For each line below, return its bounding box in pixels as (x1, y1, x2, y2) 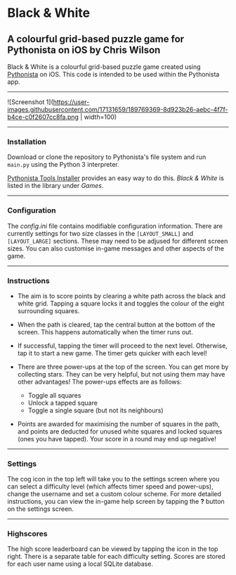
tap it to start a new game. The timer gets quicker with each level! (17, 348, 207, 357)
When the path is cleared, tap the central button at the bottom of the (17, 320, 216, 329)
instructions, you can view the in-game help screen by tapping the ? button (7, 498, 225, 506)
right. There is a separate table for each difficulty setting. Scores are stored (7, 552, 225, 561)
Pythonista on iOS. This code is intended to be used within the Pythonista (7, 70, 220, 78)
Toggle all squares (27, 391, 81, 399)
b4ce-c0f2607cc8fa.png (7, 113, 79, 121)
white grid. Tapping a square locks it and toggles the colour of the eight (17, 299, 225, 308)
